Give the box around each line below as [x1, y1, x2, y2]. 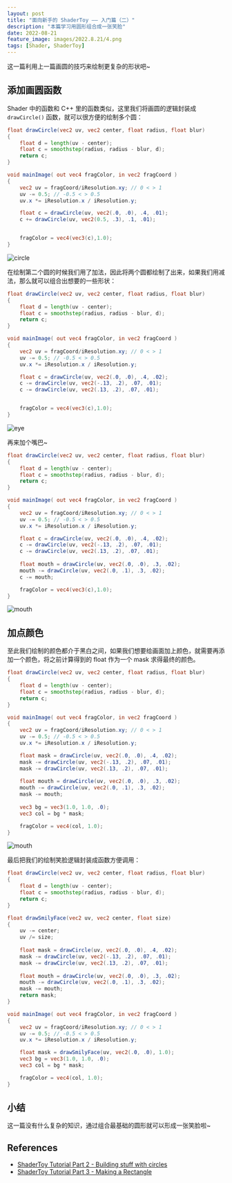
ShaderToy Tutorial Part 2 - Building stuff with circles [17, 1160, 168, 1168]
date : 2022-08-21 [7, 29, 57, 37]
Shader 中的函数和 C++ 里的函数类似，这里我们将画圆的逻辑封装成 [7, 104, 197, 112]
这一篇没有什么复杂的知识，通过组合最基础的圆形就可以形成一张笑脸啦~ [7, 1121, 211, 1130]
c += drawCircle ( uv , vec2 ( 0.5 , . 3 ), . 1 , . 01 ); [19, 216, 156, 223]
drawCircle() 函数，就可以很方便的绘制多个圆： [7, 112, 143, 121]
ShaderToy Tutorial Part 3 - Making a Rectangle [17, 1168, 152, 1176]
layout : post [7, 10, 45, 17]
